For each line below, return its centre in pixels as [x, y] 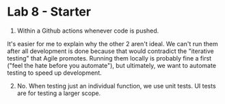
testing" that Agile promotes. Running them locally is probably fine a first [109, 58]
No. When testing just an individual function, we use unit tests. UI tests [117, 86]
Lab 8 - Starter [49, 12]
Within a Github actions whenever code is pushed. [88, 31]
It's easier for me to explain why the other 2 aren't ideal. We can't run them [112, 44]
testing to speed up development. [55, 73]
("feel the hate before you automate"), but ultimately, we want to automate [112, 65]
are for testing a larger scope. [59, 93]
